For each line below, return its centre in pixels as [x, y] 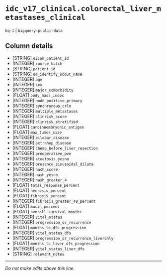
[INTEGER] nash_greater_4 [40, 180]
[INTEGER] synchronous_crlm [42, 106]
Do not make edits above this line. [40, 268]
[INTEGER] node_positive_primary [47, 100]
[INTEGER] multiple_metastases [45, 111]
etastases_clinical [45, 18]
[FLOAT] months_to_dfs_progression [49, 227]
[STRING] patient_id [34, 68]
